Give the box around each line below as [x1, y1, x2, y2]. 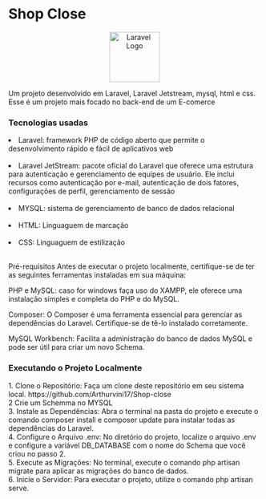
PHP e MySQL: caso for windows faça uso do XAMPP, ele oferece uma [8, 286, 243, 295]
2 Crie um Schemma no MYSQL [8, 398, 114, 408]
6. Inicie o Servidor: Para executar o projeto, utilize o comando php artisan [8, 474, 254, 484]
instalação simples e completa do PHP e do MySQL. [8, 294, 180, 304]
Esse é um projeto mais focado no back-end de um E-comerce [8, 97, 216, 107]
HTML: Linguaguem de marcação [18, 221, 129, 230]
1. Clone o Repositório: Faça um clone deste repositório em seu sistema [8, 380, 244, 390]
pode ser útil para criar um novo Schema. [8, 343, 145, 352]
